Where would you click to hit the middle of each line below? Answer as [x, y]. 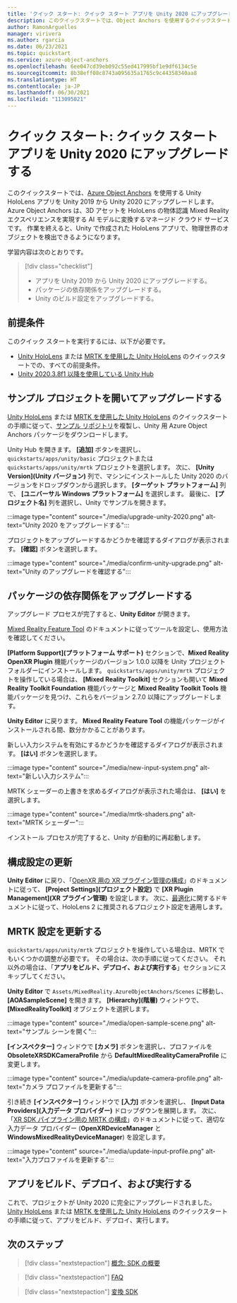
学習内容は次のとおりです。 [47, 252]
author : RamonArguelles [42, 27]
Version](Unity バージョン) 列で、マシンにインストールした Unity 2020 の [115, 476]
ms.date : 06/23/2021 [38, 47]
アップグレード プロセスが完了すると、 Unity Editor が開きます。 [101, 614]
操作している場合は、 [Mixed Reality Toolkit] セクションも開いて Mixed [123, 679]
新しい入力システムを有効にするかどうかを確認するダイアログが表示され [112, 745]
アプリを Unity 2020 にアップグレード [118, 154]
